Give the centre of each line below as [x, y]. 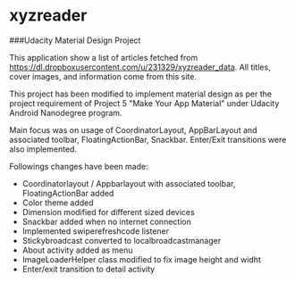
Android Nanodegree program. [66, 112]
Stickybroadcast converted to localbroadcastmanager [122, 240]
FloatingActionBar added [68, 193]
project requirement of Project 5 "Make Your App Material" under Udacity [144, 103]
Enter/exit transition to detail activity [88, 269]
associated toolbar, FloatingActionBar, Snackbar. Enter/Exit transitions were [148, 139]
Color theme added [58, 203]
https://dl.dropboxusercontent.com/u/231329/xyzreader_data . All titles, [140, 67]
